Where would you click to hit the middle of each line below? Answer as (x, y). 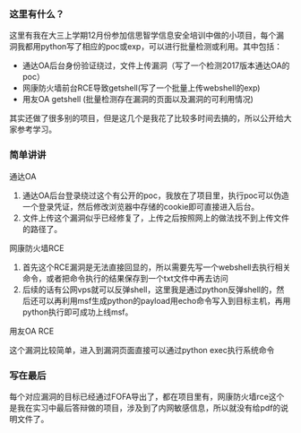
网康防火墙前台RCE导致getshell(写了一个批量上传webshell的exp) (141, 88)
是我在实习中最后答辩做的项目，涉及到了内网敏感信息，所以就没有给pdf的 (145, 407)
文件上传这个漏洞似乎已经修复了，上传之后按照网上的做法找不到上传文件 (155, 218)
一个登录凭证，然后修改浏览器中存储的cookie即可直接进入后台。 (141, 206)
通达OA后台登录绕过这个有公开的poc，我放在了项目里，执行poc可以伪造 (155, 195)
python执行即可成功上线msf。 (77, 312)
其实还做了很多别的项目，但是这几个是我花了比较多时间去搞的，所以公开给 (146, 118)
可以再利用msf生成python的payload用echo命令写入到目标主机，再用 (164, 300)
